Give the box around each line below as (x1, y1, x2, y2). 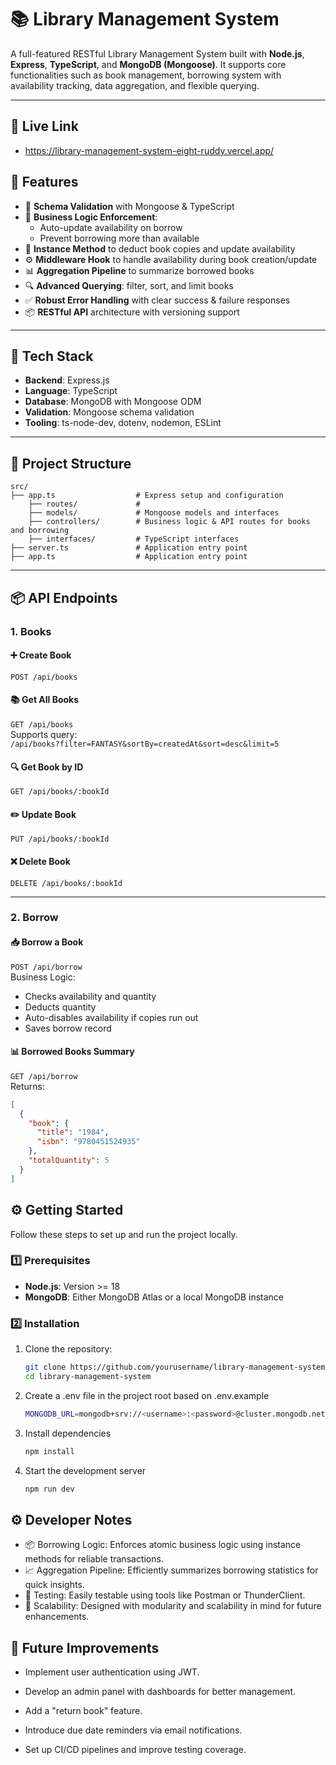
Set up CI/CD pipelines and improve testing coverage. (24, 1744, 247, 1756)
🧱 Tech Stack (10, 347, 94, 365)
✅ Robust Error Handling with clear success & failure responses (24, 294, 291, 306)
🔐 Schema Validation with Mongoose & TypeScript (24, 200, 235, 212)
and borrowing (10, 526, 70, 536)
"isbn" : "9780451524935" (36, 1137, 141, 1147)
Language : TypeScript (24, 385, 118, 397)
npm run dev (24, 1484, 75, 1494)
